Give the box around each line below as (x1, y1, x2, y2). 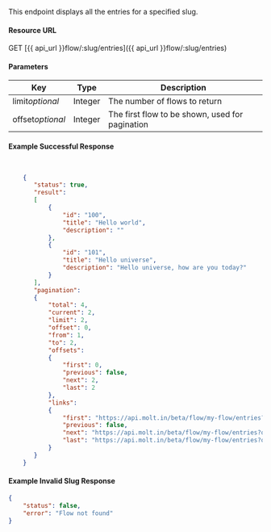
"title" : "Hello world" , (62, 218, 147, 227)
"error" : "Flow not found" (23, 509, 114, 517)
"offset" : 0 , (48, 324, 92, 332)
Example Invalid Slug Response (8, 476, 115, 486)
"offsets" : (48, 346, 85, 354)
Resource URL (8, 25, 57, 35)
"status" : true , (33, 181, 89, 189)
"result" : (33, 189, 67, 197)
